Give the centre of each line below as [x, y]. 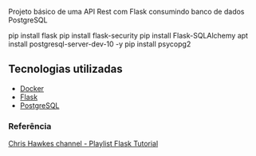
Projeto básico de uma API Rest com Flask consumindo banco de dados [126, 12]
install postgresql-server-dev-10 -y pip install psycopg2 [100, 44]
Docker [32, 88]
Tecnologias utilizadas [65, 69]
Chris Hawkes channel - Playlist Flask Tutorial [83, 144]
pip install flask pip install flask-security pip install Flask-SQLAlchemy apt [128, 36]
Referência [30, 126]
